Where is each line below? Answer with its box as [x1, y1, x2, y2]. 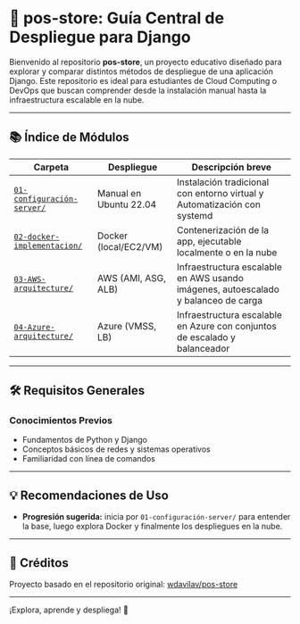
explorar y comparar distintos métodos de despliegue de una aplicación [9, 66, 274, 77]
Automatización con [177, 198, 261, 211]
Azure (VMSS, [96, 320, 157, 332]
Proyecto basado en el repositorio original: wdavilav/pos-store [9, 579, 238, 590]
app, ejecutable [177, 235, 242, 247]
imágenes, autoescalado [177, 283, 279, 295]
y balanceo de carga [177, 294, 263, 306]
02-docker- [13, 231, 60, 242]
